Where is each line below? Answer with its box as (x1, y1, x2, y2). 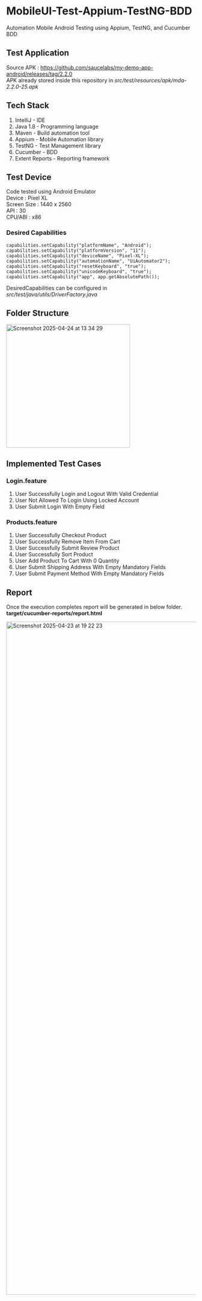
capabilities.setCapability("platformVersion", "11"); (6, 248, 147, 254)
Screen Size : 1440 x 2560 (6, 201, 72, 208)
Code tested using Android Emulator (6, 188, 96, 195)
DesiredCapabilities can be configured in (6, 284, 108, 291)
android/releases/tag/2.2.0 (6, 70, 73, 78)
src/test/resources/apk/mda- (114, 76, 187, 84)
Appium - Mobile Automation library (14, 135, 104, 142)
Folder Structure (6, 308, 69, 318)
